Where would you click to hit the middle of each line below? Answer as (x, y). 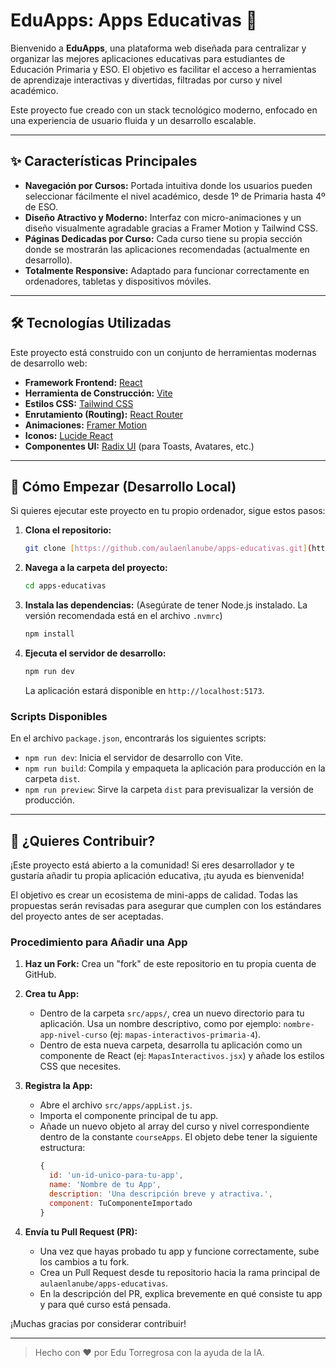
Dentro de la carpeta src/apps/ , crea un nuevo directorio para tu (172, 1013)
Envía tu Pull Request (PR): (81, 1231)
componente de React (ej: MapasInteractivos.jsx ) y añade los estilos (182, 1056)
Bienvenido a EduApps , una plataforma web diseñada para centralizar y (158, 48)
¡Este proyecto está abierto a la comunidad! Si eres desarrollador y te (152, 865)
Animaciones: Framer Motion (86, 425)
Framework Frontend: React (83, 382)
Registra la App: (58, 1086)
